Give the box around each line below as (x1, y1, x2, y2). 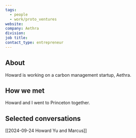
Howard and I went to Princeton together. (5, 100, 90, 106)
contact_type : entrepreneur (5, 40, 64, 45)
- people (9, 12, 28, 17)
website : (5, 21, 23, 27)
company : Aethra (5, 26, 39, 31)
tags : (5, 7, 16, 13)
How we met (5, 86, 45, 95)
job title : (5, 36, 28, 41)
